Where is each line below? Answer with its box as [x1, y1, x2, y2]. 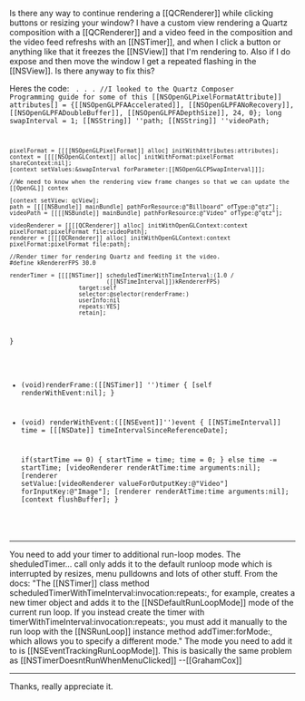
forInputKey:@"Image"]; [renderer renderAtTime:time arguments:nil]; [21, 487, 290, 496]
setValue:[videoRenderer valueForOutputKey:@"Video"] [21, 479, 229, 488]
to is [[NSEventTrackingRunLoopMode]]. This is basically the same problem [9, 645, 292, 656]
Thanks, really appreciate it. [9, 680, 113, 692]
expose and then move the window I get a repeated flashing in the [9, 56, 257, 66]
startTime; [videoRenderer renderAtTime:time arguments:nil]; [21, 462, 261, 472]
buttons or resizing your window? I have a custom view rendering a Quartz [9, 17, 288, 28]
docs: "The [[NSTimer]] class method [9, 578, 150, 589]
